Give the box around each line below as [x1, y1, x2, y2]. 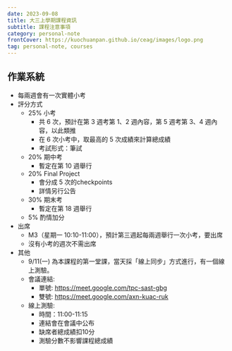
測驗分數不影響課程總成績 [38, 336, 114, 345]
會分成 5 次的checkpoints [38, 178, 113, 186]
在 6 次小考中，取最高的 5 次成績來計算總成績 [38, 135, 171, 143]
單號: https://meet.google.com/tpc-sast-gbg [38, 283, 168, 292]
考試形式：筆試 [38, 144, 83, 152]
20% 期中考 [28, 152, 63, 161]
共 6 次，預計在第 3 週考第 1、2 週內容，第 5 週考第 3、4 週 [38, 117, 212, 125]
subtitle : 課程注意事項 [7, 23, 71, 30]
